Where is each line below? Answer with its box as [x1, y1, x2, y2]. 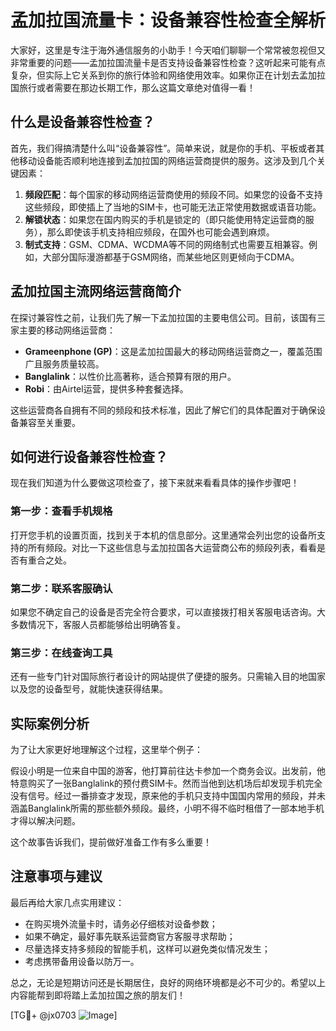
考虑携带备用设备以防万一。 [24, 955, 140, 967]
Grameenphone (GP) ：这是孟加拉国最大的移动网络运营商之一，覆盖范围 [24, 345, 323, 357]
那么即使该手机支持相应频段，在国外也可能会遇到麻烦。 [46, 226, 275, 238]
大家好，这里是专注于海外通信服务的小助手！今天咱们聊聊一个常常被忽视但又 [10, 44, 326, 56]
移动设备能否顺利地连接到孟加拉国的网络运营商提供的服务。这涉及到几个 [18, 154, 317, 166]
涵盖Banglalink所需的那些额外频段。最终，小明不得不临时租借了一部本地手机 [10, 802, 325, 815]
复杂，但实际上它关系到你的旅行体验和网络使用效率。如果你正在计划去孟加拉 [10, 69, 326, 81]
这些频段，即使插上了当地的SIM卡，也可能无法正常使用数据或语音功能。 [24, 201, 322, 213]
